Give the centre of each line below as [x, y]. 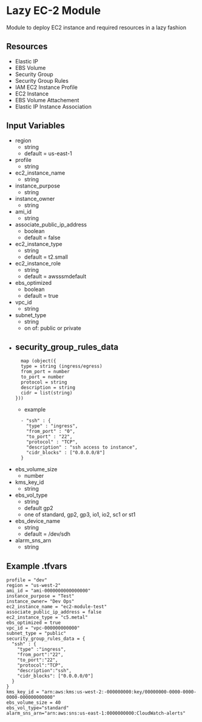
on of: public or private [53, 328]
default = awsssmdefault [55, 276]
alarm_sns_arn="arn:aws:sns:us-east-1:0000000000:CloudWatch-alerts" [96, 713]
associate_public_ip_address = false [54, 612]
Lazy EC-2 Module [54, 11]
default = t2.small [46, 257]
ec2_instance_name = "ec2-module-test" [57, 607]
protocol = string [44, 382]
